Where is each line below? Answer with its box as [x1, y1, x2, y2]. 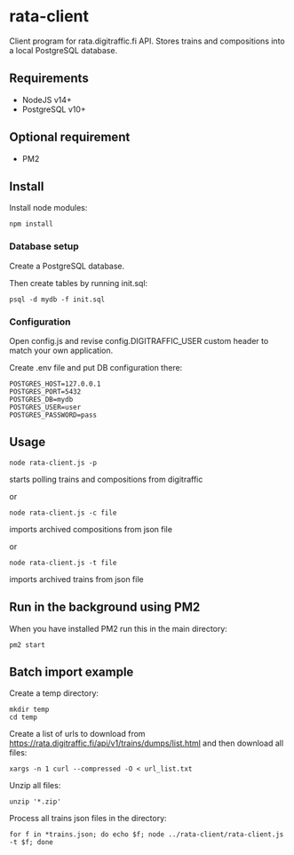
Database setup [9, 240, 80, 252]
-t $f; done [9, 838, 53, 847]
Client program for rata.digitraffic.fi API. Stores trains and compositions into [9, 36, 286, 46]
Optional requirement [9, 130, 131, 145]
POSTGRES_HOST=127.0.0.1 [9, 380, 101, 388]
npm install [9, 220, 53, 228]
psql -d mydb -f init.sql [9, 295, 105, 304]
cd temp [9, 713, 38, 722]
